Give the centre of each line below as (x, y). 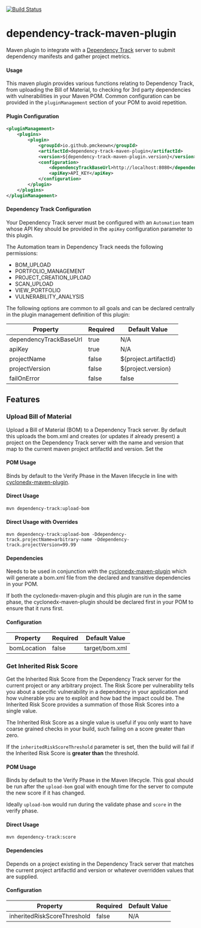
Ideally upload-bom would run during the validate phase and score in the (94, 805)
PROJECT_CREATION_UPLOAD (53, 277)
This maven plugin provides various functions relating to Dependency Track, (100, 83)
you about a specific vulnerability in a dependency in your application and (97, 692)
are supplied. (22, 877)
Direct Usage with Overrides (42, 521)
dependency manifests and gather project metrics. (68, 56)
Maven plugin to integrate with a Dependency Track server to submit (91, 50)
